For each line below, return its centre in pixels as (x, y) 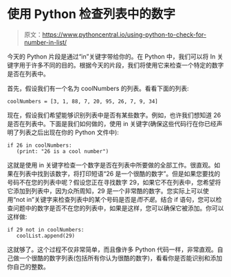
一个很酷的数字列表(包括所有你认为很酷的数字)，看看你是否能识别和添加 (121, 258)
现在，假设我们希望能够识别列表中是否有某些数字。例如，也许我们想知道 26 (114, 115)
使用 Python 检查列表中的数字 (91, 14)
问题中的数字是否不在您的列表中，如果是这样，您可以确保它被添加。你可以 (118, 208)
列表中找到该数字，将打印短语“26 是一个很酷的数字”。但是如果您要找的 (120, 174)
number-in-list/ (45, 42)
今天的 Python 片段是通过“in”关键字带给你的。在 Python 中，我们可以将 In (111, 57)
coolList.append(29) (46, 236)
